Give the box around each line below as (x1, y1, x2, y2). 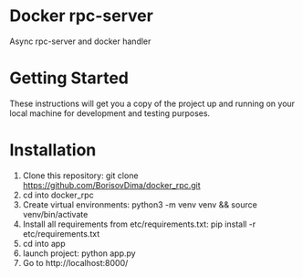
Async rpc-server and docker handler (9, 36, 151, 47)
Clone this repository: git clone (22, 170, 139, 181)
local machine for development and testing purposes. (9, 107, 211, 119)
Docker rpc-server (9, 5, 153, 27)
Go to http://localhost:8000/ (22, 257, 129, 268)
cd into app (22, 238, 66, 249)
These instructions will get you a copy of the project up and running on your (9, 98, 295, 109)
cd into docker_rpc (22, 189, 94, 200)
